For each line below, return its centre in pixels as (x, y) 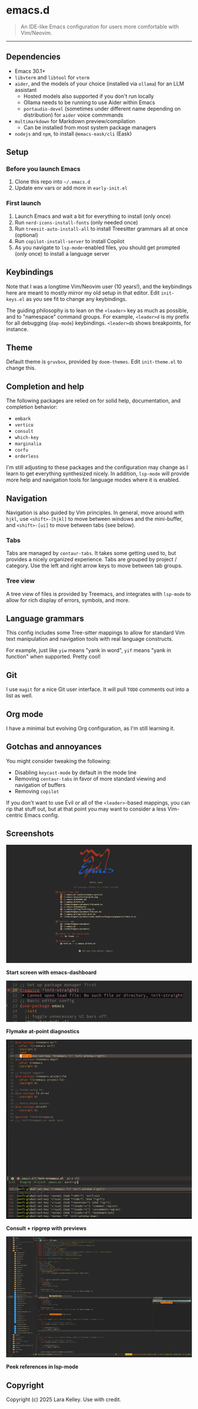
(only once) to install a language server (62, 253)
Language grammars (45, 618)
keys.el (16, 299)
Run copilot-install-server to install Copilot (70, 241)
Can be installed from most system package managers (90, 127)
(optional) (26, 235)
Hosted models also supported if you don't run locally (89, 96)
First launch (24, 203)
